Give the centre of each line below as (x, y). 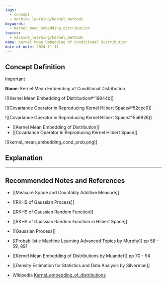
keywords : (15, 24)
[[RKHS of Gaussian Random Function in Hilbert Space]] (70, 222)
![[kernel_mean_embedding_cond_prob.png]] (51, 142)
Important (15, 79)
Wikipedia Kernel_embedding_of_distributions (59, 275)
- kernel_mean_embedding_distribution (50, 28)
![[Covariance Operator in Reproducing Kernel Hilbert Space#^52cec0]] (78, 108)
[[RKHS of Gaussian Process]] (43, 202)
